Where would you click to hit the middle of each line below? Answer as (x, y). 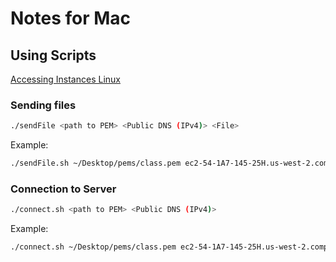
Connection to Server (63, 189)
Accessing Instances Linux (65, 79)
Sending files (43, 105)
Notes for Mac (71, 18)
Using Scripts (53, 55)
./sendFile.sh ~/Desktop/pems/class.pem (96, 163)
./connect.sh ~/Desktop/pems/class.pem (93, 247)
